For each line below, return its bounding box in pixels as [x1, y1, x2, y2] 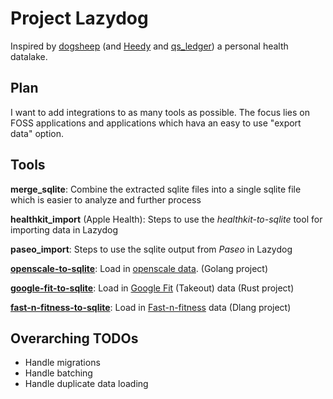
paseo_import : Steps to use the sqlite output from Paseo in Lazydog [10, 243, 293, 255]
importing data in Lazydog [10, 223, 119, 236]
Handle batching [24, 367, 93, 379]
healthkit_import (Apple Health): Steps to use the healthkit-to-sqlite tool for [10, 213, 323, 225]
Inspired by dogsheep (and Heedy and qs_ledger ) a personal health [10, 40, 289, 52]
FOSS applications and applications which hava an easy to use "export [10, 117, 302, 129]
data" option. [10, 127, 65, 139]
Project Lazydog [10, 7, 149, 30]
